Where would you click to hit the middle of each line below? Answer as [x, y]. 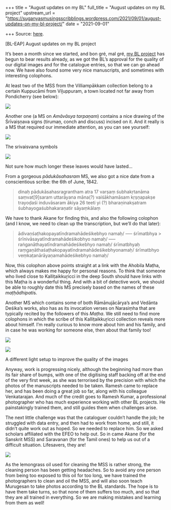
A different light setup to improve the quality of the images [67, 359]
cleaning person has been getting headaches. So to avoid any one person [83, 470]
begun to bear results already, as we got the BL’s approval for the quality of [84, 59]
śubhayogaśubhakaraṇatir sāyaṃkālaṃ [59, 208]
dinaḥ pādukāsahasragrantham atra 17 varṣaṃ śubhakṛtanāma [83, 192]
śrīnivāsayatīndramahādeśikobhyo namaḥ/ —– [67, 239]
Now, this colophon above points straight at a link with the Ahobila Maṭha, [83, 265]
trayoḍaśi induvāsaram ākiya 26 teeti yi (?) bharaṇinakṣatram [82, 203]
